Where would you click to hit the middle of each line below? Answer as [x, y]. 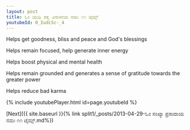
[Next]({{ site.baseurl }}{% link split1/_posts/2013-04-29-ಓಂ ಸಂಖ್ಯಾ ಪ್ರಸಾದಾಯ [95, 114]
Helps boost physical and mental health [54, 62]
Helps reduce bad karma [36, 91]
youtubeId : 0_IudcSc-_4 [35, 22]
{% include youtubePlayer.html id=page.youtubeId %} [72, 102]
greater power [23, 79]
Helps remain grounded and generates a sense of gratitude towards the [93, 74]
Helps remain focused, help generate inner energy [67, 51]
